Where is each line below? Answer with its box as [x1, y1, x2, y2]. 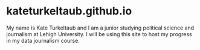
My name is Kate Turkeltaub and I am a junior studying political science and [6, 24, 195, 31]
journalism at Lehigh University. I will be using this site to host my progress [6, 30, 192, 37]
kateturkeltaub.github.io [6, 4, 132, 18]
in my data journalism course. [6, 37, 80, 44]
